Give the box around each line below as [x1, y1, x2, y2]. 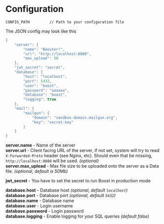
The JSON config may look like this [5, 28, 76, 34]
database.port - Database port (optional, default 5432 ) [5, 193, 116, 199]
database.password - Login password [5, 208, 84, 214]
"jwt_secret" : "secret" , [14, 65, 65, 70]
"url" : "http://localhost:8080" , [23, 51, 92, 56]
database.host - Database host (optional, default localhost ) [5, 187, 128, 193]
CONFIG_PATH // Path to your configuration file [5, 20, 124, 25]
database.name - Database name [5, 198, 74, 204]
